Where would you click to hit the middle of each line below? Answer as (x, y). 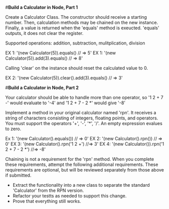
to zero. (13, 129)
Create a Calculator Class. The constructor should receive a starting (76, 17)
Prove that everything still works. (47, 201)
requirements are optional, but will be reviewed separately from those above (85, 170)
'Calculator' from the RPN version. (48, 190)
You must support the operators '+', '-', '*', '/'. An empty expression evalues (84, 123)
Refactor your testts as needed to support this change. (70, 196)
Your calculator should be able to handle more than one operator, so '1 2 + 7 (84, 97)
